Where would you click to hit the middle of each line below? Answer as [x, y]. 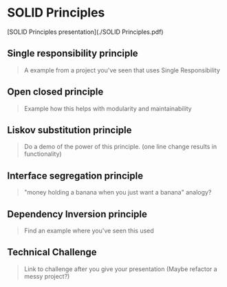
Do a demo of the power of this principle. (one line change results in [120, 147]
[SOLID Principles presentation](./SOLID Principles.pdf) [85, 32]
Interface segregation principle [75, 176]
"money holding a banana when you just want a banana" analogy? [118, 192]
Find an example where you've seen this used [89, 230]
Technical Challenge [52, 252]
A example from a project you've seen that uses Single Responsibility [122, 70]
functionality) [43, 154]
